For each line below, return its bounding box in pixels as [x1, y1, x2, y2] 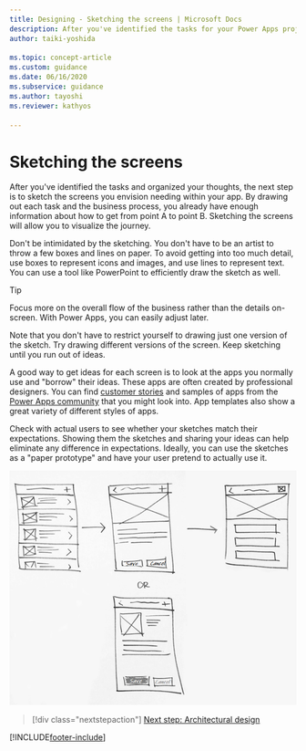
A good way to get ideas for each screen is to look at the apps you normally [9, 367, 293, 378]
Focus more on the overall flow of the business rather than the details [9, 302, 270, 314]
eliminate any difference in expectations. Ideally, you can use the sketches [9, 443, 289, 454]
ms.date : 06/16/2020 [9, 73, 88, 82]
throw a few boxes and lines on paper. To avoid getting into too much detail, [9, 247, 294, 259]
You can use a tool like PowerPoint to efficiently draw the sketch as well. [9, 267, 280, 278]
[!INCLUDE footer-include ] [9, 732, 107, 743]
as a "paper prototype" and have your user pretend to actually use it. [9, 453, 268, 464]
